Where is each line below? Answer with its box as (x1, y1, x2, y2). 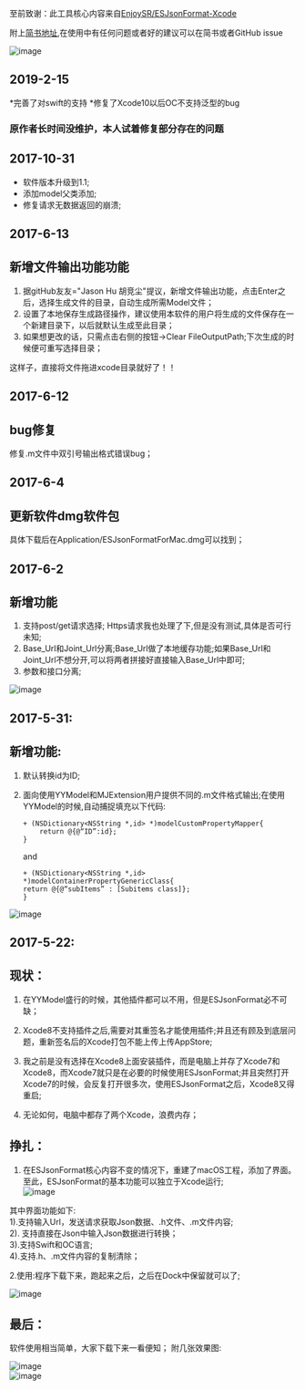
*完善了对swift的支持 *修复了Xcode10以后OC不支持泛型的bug (9, 97, 240, 108)
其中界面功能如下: (9, 1205, 76, 1216)
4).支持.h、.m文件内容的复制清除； (9, 1250, 140, 1261)
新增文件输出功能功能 (9, 259, 129, 275)
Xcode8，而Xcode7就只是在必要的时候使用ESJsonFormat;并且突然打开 (22, 1066, 290, 1078)
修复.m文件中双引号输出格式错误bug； (9, 448, 153, 459)
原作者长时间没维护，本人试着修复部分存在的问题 (9, 122, 225, 135)
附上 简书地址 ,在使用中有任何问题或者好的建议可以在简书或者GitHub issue (9, 27, 284, 38)
